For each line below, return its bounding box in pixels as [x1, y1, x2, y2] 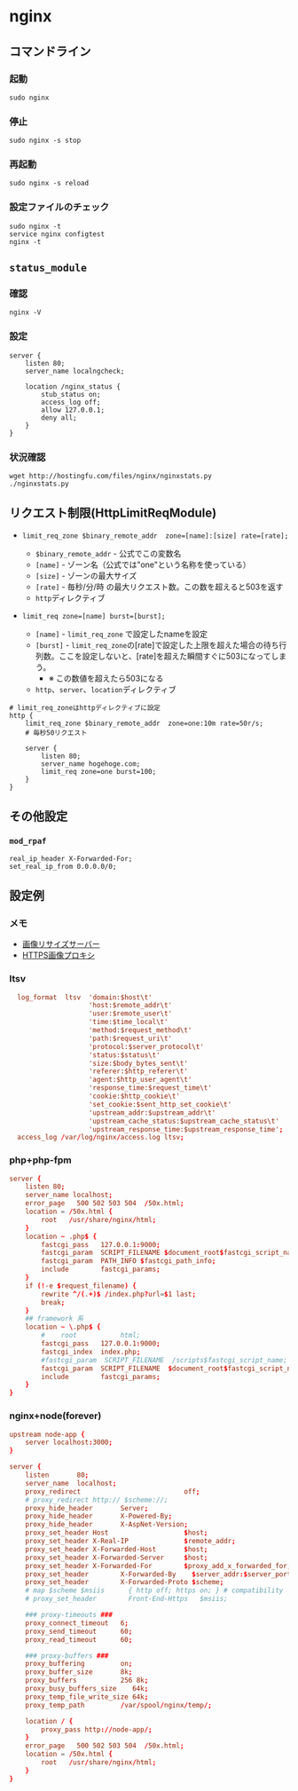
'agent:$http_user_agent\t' [88, 1076, 192, 1085]
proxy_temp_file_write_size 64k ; [25, 1692, 149, 1701]
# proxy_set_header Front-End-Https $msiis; [25, 1595, 228, 1604]
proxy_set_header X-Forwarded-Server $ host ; [25, 1553, 208, 1562]
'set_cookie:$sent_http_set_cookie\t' [88, 1100, 232, 1109]
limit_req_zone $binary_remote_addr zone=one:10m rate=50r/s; [25, 719, 264, 728]
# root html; [41, 1331, 141, 1340]
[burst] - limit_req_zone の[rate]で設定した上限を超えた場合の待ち [35, 639, 279, 650]
